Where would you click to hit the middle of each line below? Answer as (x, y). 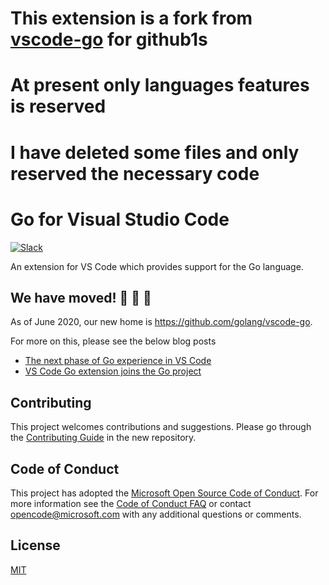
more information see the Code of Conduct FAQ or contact (131, 503)
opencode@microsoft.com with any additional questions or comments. (156, 514)
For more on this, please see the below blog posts (113, 341)
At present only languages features (160, 85)
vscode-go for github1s (109, 39)
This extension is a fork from (131, 18)
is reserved (58, 106)
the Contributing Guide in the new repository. (103, 438)
